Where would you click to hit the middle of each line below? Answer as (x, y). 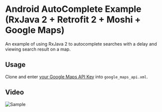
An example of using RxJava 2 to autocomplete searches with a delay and (81, 44)
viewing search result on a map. (38, 49)
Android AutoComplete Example (73, 9)
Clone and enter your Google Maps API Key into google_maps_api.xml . (77, 77)
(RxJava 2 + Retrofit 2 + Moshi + (73, 20)
